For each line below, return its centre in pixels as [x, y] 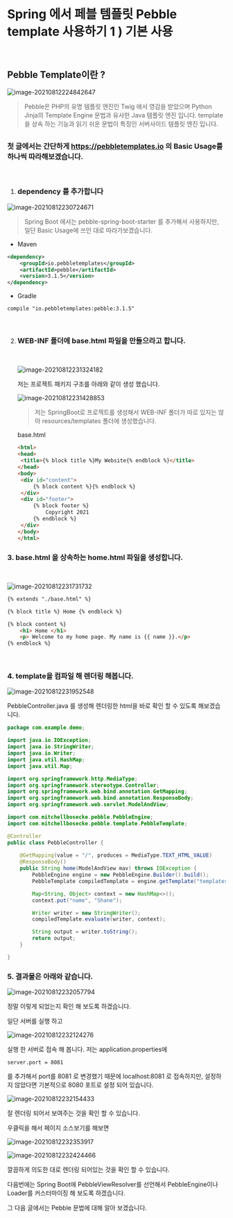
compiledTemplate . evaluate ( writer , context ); [99, 919]
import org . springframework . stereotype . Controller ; [83, 785]
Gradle [27, 296]
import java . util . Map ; [40, 766]
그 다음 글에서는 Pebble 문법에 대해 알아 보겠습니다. [77, 1208]
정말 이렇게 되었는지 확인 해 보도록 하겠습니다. [69, 1006]
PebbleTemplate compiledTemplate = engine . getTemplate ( [114, 881]
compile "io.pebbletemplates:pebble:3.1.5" [71, 309]
